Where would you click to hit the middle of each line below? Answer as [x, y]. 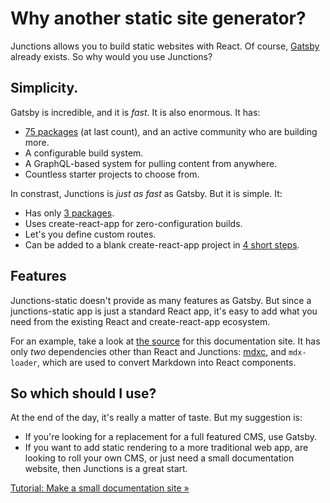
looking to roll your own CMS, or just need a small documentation [159, 458]
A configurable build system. [84, 153]
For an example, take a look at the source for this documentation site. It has [165, 341]
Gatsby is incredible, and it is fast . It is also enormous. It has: [135, 112]
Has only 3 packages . [69, 213]
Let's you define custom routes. [90, 234]
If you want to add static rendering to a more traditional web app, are [166, 448]
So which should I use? [83, 393]
